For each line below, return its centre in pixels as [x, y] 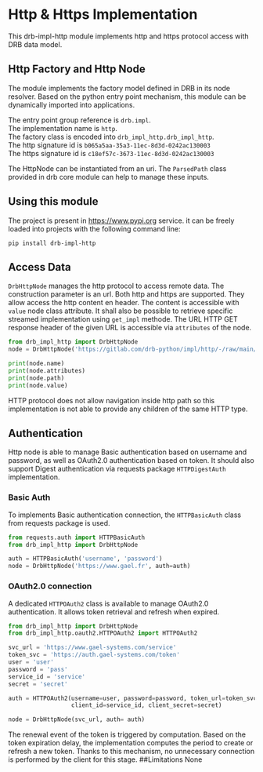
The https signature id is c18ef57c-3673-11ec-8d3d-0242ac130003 [111, 153]
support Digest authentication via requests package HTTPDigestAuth [117, 469]
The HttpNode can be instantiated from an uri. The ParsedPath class [117, 168]
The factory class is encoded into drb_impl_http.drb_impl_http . [111, 137]
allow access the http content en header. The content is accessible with [124, 303]
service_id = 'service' [47, 676]
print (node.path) [36, 378]
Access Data [40, 267]
